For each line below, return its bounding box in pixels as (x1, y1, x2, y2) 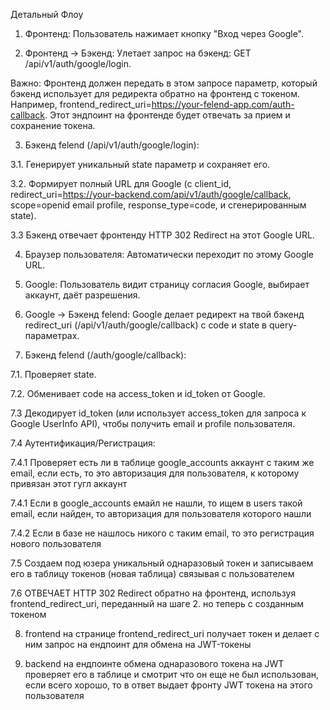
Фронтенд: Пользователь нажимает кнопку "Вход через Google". (24, 28, 305, 39)
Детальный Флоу (10, 9, 84, 20)
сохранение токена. (10, 120, 96, 131)
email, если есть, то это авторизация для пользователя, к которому (10, 467, 300, 479)
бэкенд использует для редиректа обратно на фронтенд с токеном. (10, 88, 300, 99)
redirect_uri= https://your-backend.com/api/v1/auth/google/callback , (10, 189, 292, 200)
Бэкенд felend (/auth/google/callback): (24, 349, 187, 361)
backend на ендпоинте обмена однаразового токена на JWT (24, 658, 285, 669)
